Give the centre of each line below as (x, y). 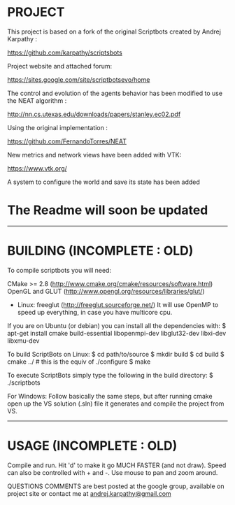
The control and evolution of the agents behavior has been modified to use (115, 93)
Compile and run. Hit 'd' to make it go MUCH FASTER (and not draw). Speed (117, 465)
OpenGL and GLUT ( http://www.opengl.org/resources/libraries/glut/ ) (106, 291)
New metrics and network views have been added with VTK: (94, 155)
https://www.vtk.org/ (37, 168)
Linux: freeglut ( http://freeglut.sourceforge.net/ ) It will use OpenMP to (118, 304)
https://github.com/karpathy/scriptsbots (65, 52)
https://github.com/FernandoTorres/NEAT (67, 141)
